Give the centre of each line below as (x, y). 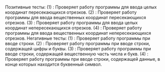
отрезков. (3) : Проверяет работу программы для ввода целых (71, 23)
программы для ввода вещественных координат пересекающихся (76, 17)
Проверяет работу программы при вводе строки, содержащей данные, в (82, 59)
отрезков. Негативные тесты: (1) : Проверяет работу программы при (78, 38)
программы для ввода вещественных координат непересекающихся (78, 33)
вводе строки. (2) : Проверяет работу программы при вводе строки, (78, 43)
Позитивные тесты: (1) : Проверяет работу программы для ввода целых (81, 7)
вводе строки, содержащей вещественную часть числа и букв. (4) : (77, 54)
